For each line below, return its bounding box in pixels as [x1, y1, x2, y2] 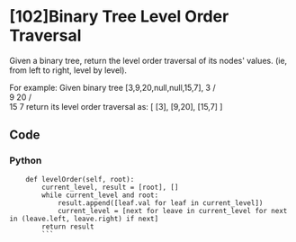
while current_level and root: [41, 191, 159, 200]
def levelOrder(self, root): [25, 175, 135, 184]
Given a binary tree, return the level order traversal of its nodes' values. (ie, [9, 55, 288, 66]
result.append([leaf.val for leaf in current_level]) [57, 198, 264, 208]
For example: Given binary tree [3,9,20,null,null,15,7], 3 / [9, 82, 216, 93]
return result [41, 222, 94, 231]
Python [9, 155, 42, 167]
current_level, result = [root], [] [41, 183, 179, 192]
